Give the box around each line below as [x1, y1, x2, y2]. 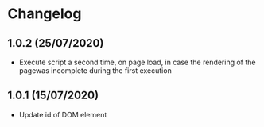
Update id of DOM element [18, 110, 107, 119]
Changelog [7, 5, 82, 23]
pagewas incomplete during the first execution [18, 66, 172, 75]
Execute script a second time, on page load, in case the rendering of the [18, 57, 256, 67]
